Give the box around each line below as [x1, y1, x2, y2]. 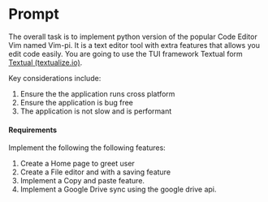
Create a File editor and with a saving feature [19, 167, 171, 177]
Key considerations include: [8, 73, 102, 83]
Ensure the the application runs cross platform [19, 88, 175, 98]
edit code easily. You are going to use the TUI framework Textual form [8, 49, 244, 58]
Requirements [8, 125, 58, 135]
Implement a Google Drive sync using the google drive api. [19, 184, 217, 195]
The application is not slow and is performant [19, 106, 172, 116]
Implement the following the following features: [8, 143, 166, 153]
